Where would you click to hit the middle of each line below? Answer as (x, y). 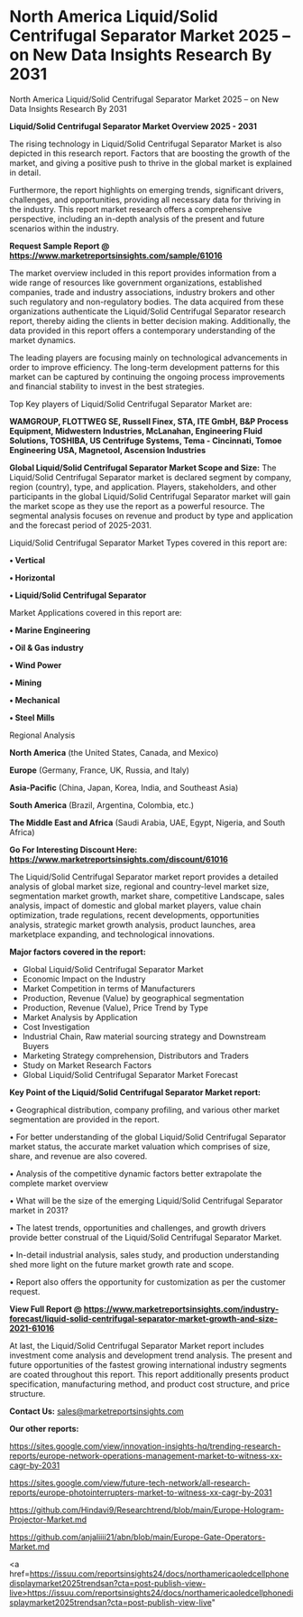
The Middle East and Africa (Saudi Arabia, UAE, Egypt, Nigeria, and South (147, 822)
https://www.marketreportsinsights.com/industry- (181, 1309)
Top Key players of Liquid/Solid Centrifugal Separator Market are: (131, 404)
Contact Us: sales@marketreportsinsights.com (97, 1411)
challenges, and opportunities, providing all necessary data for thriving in (145, 200)
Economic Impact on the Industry (84, 979)
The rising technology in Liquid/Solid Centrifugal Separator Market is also (146, 144)
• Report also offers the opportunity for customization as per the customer (147, 1282)
